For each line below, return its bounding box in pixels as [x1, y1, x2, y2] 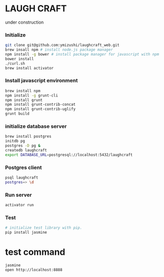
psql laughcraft [5, 175, 38, 180]
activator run [5, 203, 34, 208]
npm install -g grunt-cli [5, 93, 58, 98]
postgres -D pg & [5, 143, 41, 148]
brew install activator [5, 65, 54, 70]
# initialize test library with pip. [5, 225, 82, 230]
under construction [5, 19, 44, 25]
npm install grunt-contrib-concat [5, 102, 76, 107]
